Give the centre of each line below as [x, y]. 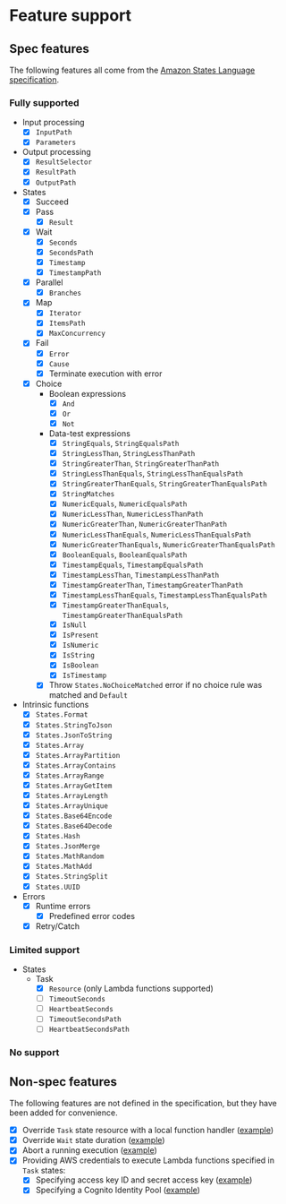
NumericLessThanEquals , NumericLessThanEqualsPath [157, 534]
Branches [65, 293]
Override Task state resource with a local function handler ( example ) [148, 1131]
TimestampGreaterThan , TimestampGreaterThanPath [153, 584]
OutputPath [56, 183]
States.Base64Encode [74, 816]
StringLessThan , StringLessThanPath [129, 453]
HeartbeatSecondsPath [89, 1030]
